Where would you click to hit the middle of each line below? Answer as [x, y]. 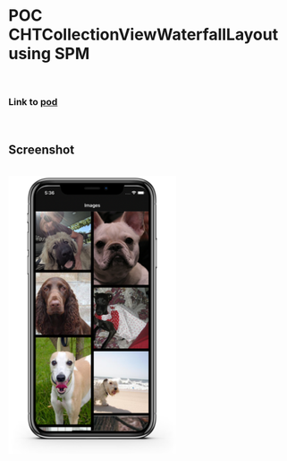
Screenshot [42, 149]
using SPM [49, 54]
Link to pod [33, 101]
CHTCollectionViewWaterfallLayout [143, 35]
